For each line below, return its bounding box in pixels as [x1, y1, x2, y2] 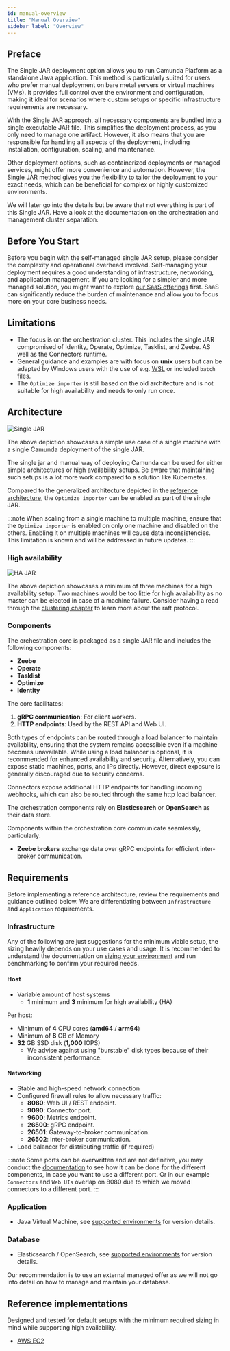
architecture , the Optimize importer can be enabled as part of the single [7, 493, 211, 501]
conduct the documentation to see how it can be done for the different [7, 1163, 206, 1171]
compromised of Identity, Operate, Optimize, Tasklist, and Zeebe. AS [16, 342, 211, 350]
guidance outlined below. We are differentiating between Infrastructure [7, 898, 211, 906]
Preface [7, 48, 42, 60]
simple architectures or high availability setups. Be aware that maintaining [7, 466, 215, 474]
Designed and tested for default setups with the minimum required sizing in [7, 1316, 220, 1324]
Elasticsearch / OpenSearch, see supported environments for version [16, 1250, 212, 1258]
